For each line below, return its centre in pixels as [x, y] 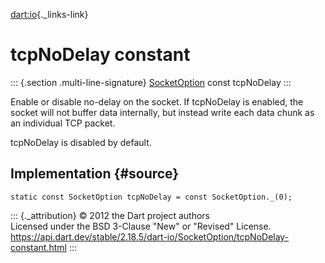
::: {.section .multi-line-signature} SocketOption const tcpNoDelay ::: [151, 82]
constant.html [38, 247]
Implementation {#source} [95, 174]
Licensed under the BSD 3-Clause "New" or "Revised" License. [141, 226]
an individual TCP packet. [63, 123]
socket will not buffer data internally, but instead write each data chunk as [162, 112]
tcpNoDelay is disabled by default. [81, 142]
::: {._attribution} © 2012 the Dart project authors [110, 215]
